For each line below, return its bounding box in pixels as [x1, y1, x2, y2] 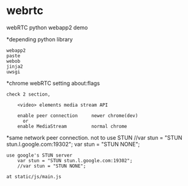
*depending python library [6, 35, 73, 43]
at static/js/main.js [6, 173, 62, 180]
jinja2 [6, 63, 23, 70]
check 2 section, [6, 91, 51, 98]
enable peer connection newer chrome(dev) [17, 112, 138, 119]
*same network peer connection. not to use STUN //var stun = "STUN [6, 134, 182, 141]
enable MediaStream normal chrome [17, 123, 127, 129]
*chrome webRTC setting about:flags [6, 79, 100, 87]
